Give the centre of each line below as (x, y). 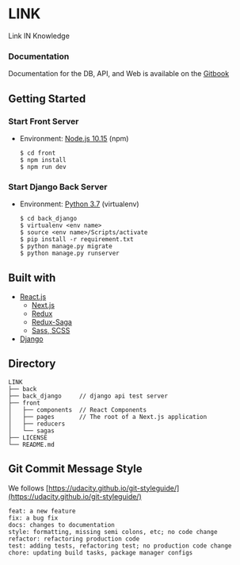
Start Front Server (44, 121)
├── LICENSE (28, 437)
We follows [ (29, 488)
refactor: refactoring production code (74, 539)
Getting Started (47, 99)
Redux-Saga (52, 322)
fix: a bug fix (33, 518)
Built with (32, 277)
